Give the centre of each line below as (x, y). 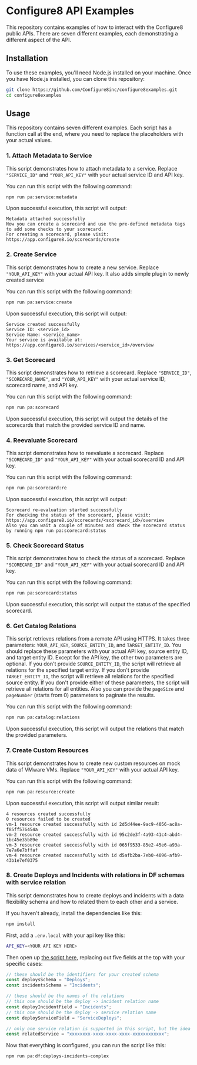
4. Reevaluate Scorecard (42, 440)
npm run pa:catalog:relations (43, 718)
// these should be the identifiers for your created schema (83, 974)
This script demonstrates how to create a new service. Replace (83, 267)
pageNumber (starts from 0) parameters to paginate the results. (81, 695)
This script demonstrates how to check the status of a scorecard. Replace (96, 558)
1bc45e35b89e (22, 839)
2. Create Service (31, 254)
